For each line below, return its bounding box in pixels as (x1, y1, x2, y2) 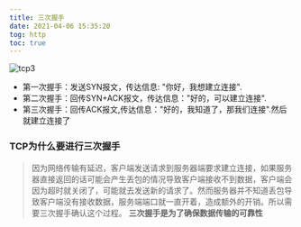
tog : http (9, 30, 47, 39)
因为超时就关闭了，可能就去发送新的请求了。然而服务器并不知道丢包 (31, 185, 285, 195)
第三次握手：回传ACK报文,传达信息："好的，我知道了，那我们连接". (22, 104, 272, 115)
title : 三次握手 (9, 13, 65, 23)
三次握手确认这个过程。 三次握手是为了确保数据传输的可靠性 (39, 207, 263, 218)
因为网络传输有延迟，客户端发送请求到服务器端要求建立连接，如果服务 (31, 162, 293, 173)
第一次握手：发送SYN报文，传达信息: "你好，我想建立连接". (22, 82, 242, 93)
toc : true (9, 38, 47, 48)
